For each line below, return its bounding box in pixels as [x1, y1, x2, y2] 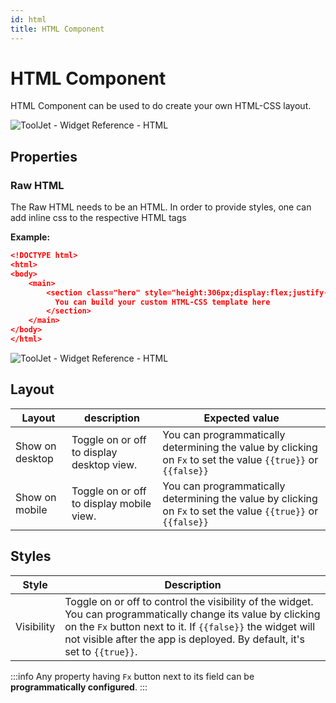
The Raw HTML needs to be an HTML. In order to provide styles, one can [10, 201, 312, 213]
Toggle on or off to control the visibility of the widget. [64, 594, 314, 608]
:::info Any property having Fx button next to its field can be [10, 670, 255, 682]
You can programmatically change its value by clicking [64, 607, 321, 621]
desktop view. [71, 457, 138, 471]
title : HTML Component [10, 24, 105, 34]
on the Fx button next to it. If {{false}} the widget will [64, 619, 316, 633]
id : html [10, 14, 47, 25]
